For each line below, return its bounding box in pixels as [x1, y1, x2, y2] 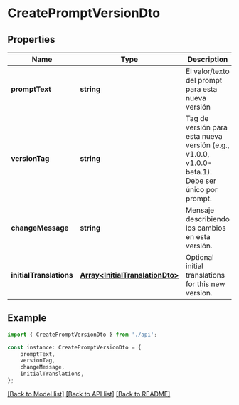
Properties [7, 33, 55, 46]
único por [186, 185, 218, 194]
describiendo [186, 214, 230, 223]
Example [7, 312, 47, 325]
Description [187, 55, 228, 64]
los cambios [186, 223, 226, 233]
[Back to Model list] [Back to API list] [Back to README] [7, 389, 171, 398]
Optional [186, 253, 215, 262]
